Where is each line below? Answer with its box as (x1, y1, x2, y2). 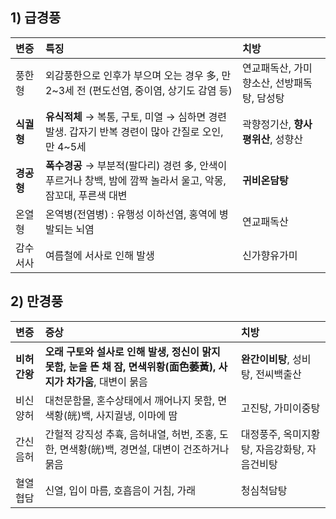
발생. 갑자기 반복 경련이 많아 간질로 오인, (44, 124, 224, 138)
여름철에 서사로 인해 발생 (44, 248, 155, 262)
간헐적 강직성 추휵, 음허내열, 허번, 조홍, (44, 427, 217, 441)
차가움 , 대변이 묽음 (66, 374, 148, 388)
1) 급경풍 (10, 9, 62, 27)
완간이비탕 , (240, 352, 290, 366)
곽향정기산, (242, 117, 292, 131)
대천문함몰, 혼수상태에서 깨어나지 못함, (44, 393, 216, 407)
